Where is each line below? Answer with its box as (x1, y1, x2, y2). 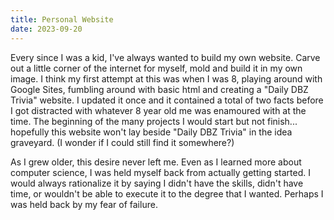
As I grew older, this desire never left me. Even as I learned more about (10, 156, 302, 168)
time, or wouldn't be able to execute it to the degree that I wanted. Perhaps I (10, 187, 324, 200)
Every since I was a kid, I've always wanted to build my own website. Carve (10, 51, 321, 63)
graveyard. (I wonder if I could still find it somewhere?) (10, 136, 235, 148)
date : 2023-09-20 (10, 24, 83, 34)
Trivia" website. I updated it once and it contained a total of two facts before (10, 94, 324, 106)
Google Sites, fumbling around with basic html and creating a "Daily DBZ (10, 83, 309, 95)
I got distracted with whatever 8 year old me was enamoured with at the (10, 104, 307, 116)
